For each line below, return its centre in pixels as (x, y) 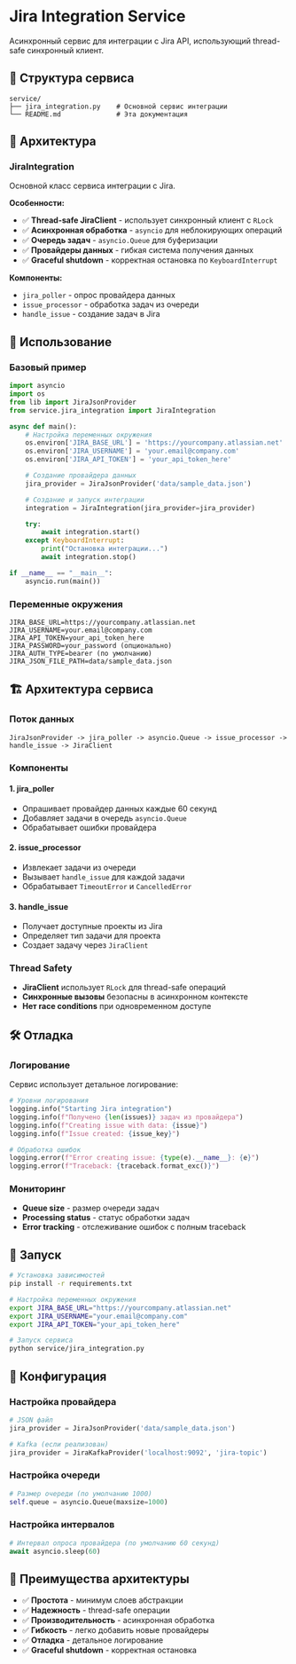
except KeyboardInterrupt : (75, 540)
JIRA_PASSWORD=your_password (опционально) (91, 645)
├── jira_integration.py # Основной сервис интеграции (118, 106)
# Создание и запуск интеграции (85, 500)
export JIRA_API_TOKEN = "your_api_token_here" (94, 1324)
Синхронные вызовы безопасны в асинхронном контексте (135, 997)
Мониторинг (38, 1189)
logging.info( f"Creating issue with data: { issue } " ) (109, 1125)
